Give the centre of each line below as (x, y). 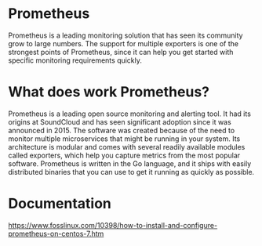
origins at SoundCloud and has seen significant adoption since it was (120, 121)
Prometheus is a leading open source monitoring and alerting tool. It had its (129, 114)
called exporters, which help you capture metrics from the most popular (124, 155)
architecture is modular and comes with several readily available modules (127, 147)
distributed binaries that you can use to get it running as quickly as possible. (131, 172)
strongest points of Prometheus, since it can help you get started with (121, 52)
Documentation (60, 204)
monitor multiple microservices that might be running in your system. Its (124, 139)
